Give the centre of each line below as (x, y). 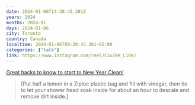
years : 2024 (21, 17)
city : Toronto (24, 34)
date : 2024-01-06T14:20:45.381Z (46, 12)
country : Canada (26, 39)
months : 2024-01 (26, 22)
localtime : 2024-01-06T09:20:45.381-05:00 (59, 45)
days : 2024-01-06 (28, 28)
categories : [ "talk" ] (33, 50)
